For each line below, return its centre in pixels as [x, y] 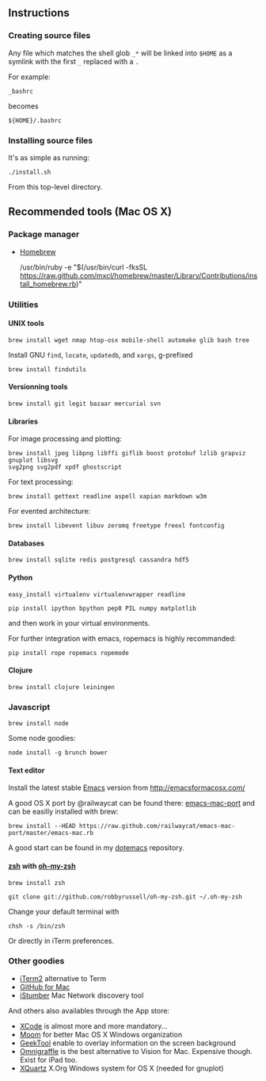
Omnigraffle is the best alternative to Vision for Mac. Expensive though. [136, 1051]
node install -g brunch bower [58, 753]
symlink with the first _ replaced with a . [74, 61]
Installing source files [51, 140]
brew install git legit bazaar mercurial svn [84, 404]
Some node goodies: [42, 738]
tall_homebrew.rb [48, 284]
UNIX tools [27, 324]
